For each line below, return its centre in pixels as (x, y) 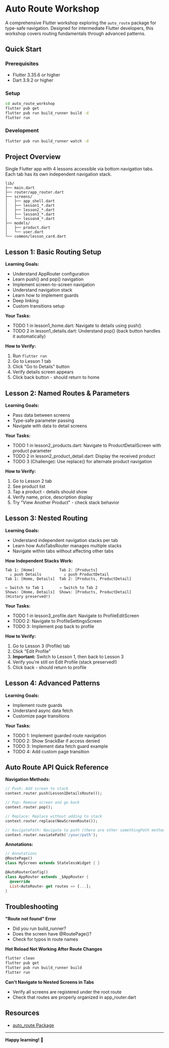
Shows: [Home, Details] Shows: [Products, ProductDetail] (68, 592)
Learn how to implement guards (46, 295)
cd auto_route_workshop (30, 103)
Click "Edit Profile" (32, 651)
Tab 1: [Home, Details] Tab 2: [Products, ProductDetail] (68, 579)
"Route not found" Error (31, 919)
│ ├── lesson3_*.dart (30, 214)
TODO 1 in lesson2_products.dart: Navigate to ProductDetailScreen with (87, 446)
